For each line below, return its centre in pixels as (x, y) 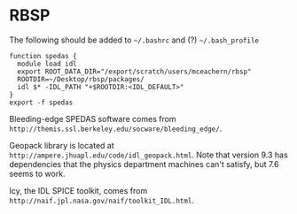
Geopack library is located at (62, 145)
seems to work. (37, 173)
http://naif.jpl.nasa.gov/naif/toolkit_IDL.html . (102, 200)
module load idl (47, 64)
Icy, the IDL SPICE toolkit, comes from (78, 190)
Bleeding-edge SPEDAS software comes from (93, 118)
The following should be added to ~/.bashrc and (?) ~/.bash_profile (134, 40)
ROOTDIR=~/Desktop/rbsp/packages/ (81, 79)
